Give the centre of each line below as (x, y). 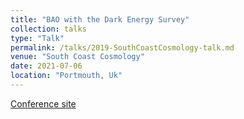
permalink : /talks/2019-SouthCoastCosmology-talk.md (122, 47)
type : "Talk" (37, 38)
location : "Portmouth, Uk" (66, 76)
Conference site (43, 103)
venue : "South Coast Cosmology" (77, 57)
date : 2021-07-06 (46, 66)
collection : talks (48, 29)
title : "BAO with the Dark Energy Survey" (100, 19)
